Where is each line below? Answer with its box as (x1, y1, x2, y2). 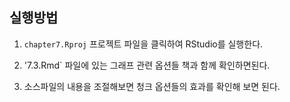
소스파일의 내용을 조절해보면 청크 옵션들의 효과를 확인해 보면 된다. (23, 80, 281, 92)
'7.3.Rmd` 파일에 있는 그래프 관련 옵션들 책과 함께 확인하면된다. (23, 59, 271, 71)
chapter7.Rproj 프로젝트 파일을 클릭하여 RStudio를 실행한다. (23, 38, 264, 50)
